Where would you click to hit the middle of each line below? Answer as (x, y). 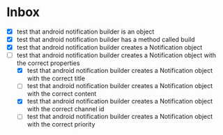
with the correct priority (61, 125)
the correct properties (48, 63)
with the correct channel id (66, 109)
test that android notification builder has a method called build (106, 40)
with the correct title (56, 78)
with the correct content (62, 94)
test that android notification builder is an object (85, 31)
